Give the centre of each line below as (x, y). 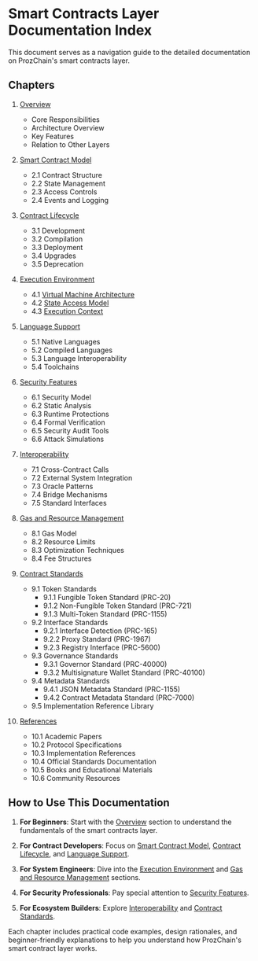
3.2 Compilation (57, 239)
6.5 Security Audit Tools (70, 430)
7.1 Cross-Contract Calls (70, 469)
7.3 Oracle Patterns (62, 486)
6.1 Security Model (61, 397)
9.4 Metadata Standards (70, 680)
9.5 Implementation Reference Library (92, 705)
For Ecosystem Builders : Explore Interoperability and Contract (121, 908)
